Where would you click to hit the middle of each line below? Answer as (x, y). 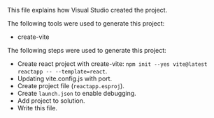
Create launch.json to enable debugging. (77, 93)
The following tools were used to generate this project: (86, 23)
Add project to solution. (51, 101)
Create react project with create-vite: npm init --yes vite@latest (112, 64)
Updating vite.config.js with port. (65, 78)
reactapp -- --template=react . (62, 71)
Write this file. (37, 108)
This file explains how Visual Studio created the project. (87, 10)
